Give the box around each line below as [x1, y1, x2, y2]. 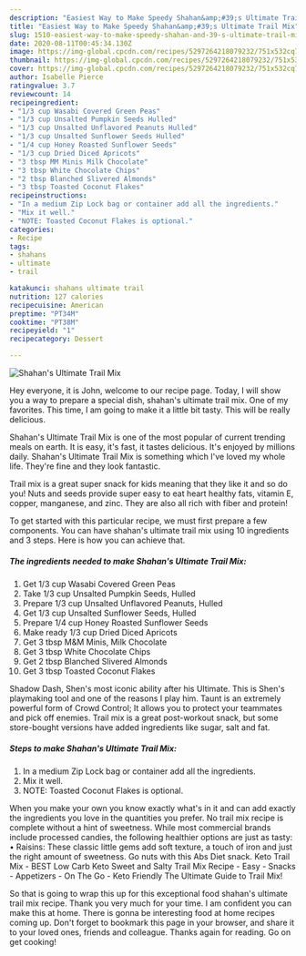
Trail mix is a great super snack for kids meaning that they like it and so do [9, 479, 289, 489]
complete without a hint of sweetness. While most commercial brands [9, 821, 271, 833]
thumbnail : [9, 56, 51, 65]
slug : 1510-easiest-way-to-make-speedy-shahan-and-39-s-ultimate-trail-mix [9, 30, 303, 39]
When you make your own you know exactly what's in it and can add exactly [9, 802, 296, 813]
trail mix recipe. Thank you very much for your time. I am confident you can [9, 898, 292, 909]
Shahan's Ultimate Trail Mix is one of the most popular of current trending [9, 432, 286, 442]
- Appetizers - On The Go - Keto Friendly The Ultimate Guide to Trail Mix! [9, 870, 283, 881]
